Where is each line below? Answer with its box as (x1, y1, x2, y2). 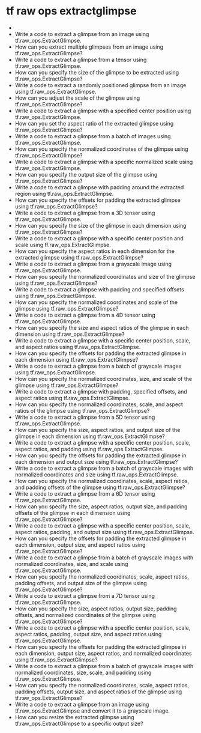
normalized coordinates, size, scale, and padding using (14, 669, 152, 676)
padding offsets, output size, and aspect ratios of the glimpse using (14, 688, 182, 695)
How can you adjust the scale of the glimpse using (14, 94, 140, 102)
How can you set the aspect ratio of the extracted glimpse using (14, 120, 174, 127)
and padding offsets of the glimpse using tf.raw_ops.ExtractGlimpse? (14, 484, 185, 491)
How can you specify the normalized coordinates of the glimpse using (14, 145, 188, 153)
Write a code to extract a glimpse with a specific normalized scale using (14, 158, 193, 165)
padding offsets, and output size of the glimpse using (14, 579, 147, 586)
